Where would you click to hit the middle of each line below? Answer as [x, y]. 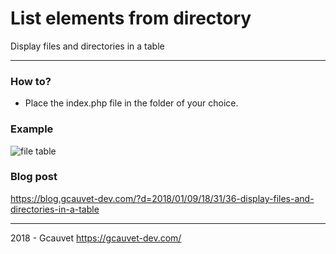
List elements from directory [131, 18]
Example [32, 129]
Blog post [34, 177]
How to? [31, 81]
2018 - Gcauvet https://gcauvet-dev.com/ [96, 238]
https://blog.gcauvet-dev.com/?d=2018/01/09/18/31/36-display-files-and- [162, 198]
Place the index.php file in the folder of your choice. [131, 103]
